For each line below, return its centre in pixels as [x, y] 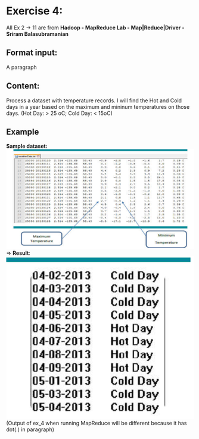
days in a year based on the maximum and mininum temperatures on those [98, 106]
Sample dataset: [27, 146]
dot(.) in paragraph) [30, 429]
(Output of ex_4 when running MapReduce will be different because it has [97, 423]
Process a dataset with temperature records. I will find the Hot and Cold [94, 100]
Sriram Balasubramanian [38, 33]
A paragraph [21, 67]
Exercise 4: [35, 11]
